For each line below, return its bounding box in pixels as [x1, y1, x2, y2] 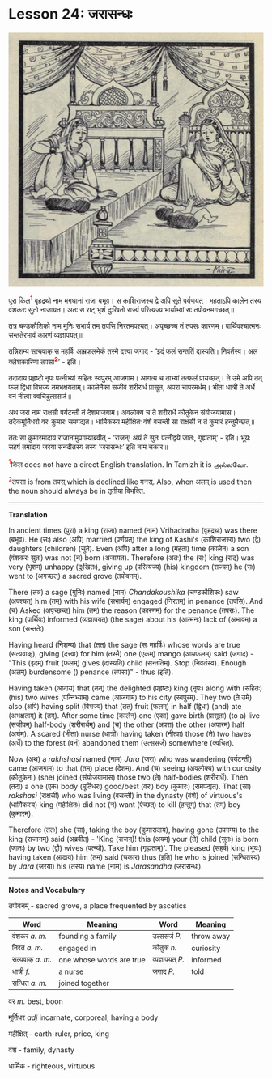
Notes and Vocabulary [8, 886, 86, 895]
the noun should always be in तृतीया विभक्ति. [8, 486, 146, 496]
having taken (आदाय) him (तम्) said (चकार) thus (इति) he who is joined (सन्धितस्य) [8, 852, 261, 862]
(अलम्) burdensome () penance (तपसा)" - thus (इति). [8, 667, 174, 677]
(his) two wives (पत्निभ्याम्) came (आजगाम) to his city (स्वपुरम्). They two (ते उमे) [8, 693, 253, 703]
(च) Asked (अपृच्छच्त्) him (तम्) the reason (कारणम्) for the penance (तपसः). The [8, 605, 255, 615]
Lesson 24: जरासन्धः [8, 5, 133, 23]
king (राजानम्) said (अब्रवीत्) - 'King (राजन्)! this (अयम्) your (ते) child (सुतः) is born [8, 835, 259, 844]
